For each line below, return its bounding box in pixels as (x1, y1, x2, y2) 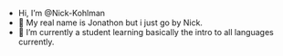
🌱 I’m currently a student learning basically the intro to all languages (17, 27, 274, 37)
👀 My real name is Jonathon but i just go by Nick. (17, 17, 204, 28)
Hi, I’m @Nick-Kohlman (17, 8, 106, 18)
